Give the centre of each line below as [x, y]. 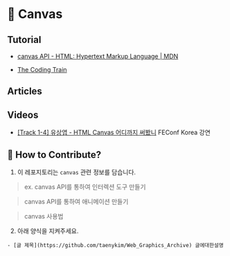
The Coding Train [42, 70]
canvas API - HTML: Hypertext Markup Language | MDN [98, 56]
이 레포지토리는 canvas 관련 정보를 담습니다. [77, 172]
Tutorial [24, 40]
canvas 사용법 [44, 217]
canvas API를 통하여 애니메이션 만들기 [76, 202]
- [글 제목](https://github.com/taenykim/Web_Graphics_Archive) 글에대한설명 [115, 246]
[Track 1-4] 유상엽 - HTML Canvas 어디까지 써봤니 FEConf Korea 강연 [114, 132]
